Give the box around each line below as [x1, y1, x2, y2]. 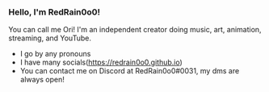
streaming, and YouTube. [8, 33, 91, 43]
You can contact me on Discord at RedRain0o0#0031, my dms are [19, 66, 240, 76]
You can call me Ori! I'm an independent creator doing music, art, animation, [8, 25, 262, 35]
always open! [19, 75, 65, 85]
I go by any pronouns [19, 49, 91, 59]
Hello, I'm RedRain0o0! [8, 6, 101, 18]
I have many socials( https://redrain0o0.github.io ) [19, 57, 183, 67]
